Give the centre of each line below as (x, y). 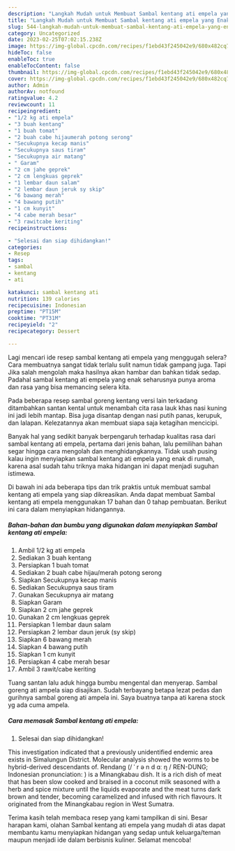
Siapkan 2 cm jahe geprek (55, 609)
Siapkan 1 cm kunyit (47, 654)
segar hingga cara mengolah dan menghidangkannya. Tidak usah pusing (113, 451)
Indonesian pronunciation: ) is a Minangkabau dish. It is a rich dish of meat (115, 774)
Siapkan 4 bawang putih (53, 646)
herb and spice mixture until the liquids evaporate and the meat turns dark (115, 789)
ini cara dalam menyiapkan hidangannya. (67, 509)
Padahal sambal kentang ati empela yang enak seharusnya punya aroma (112, 379)
